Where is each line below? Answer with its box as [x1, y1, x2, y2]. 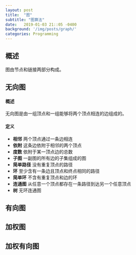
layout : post [5, 7, 33, 13]
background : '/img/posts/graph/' [5, 27, 77, 32]
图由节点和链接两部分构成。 [5, 66, 64, 72]
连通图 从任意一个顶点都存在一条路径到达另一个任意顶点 [12, 180, 131, 187]
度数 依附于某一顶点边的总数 [12, 149, 73, 155]
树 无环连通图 [12, 187, 42, 193]
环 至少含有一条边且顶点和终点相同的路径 [12, 168, 100, 174]
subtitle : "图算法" [5, 17, 45, 22]
